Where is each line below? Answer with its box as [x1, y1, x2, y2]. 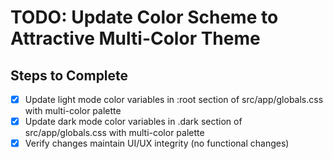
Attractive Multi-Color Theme [10, 27, 261, 50]
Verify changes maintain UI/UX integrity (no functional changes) [24, 137, 290, 150]
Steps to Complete [10, 67, 129, 84]
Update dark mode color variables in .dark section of [24, 116, 243, 128]
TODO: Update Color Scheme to [10, 6, 279, 29]
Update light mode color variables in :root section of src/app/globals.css [24, 94, 324, 105]
